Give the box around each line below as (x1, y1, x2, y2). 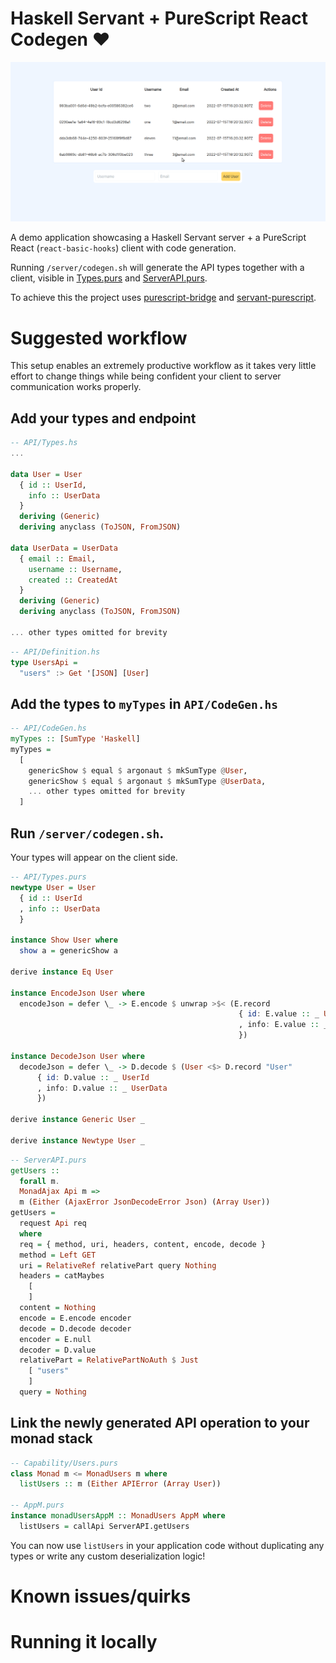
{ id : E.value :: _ (238, 1009, 320, 1019)
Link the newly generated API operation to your (10, 1415, 310, 1432)
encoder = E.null (19, 1334, 92, 1344)
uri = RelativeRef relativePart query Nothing (19, 1260, 217, 1271)
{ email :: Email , (19, 553, 97, 564)
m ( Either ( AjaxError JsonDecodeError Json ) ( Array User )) (19, 1197, 271, 1207)
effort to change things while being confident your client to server (10, 370, 282, 382)
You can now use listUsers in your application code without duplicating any (10, 1539, 325, 1551)
